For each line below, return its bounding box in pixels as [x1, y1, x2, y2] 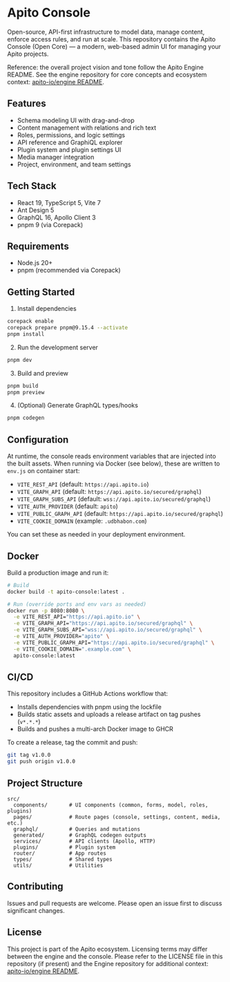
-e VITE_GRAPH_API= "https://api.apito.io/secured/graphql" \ [13, 620, 193, 627]
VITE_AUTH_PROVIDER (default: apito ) [17, 502, 119, 510]
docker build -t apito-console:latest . [7, 588, 126, 595]
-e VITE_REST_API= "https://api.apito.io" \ [13, 613, 140, 621]
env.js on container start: [7, 467, 80, 475]
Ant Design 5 [17, 206, 55, 214]
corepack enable [7, 318, 54, 325]
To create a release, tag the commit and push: [7, 738, 138, 747]
